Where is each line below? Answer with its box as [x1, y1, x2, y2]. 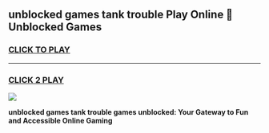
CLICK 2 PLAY [8, 74, 64, 85]
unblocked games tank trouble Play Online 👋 [8, 8, 234, 22]
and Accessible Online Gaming [8, 115, 113, 125]
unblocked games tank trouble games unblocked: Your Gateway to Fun [8, 107, 249, 116]
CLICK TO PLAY [8, 45, 70, 56]
